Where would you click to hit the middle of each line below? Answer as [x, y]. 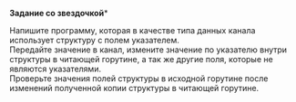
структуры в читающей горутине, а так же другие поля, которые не [141, 59]
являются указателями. [56, 69]
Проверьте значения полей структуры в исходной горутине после [139, 79]
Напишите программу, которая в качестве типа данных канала [133, 30]
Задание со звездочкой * [59, 13]
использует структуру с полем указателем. [94, 40]
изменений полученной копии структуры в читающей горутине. [134, 88]
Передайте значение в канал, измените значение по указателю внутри [148, 50]
